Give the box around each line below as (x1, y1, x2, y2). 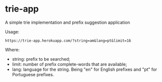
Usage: (5, 29, 19, 34)
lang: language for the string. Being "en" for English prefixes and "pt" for (12, 66, 157, 72)
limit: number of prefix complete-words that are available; (12, 61, 127, 67)
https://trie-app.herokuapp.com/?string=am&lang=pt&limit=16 (5, 38, 131, 43)
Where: (5, 47, 20, 52)
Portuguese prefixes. (12, 71, 54, 77)
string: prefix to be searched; (12, 56, 70, 62)
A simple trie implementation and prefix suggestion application (5, 19, 130, 25)
